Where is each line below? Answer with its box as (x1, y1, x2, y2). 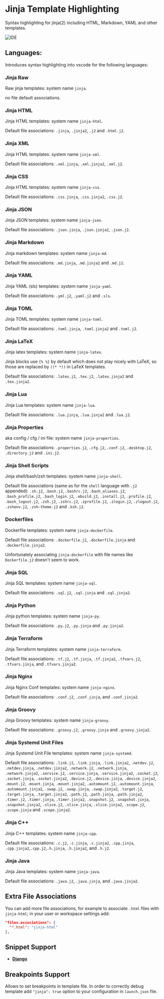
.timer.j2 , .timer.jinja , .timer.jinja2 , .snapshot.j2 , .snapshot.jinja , (5, 796, 150, 802)
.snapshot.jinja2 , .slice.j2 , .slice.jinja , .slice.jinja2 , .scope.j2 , (5, 802, 146, 808)
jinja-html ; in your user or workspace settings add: (5, 910, 110, 916)
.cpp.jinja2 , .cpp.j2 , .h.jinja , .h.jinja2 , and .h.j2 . (5, 845, 111, 851)
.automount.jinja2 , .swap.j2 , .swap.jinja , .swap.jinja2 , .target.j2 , (5, 786, 143, 792)
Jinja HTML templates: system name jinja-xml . (5, 151, 101, 157)
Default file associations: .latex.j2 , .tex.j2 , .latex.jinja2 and (5, 373, 134, 379)
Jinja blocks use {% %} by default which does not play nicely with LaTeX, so (5, 359, 157, 364)
